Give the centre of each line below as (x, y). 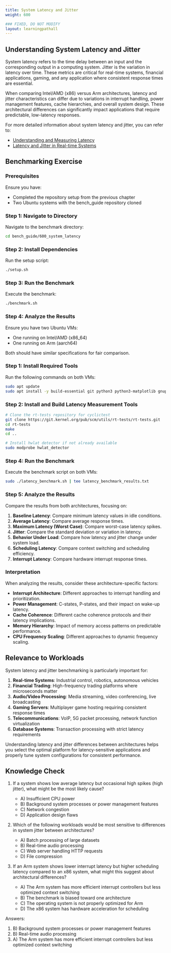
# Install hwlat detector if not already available (61, 443)
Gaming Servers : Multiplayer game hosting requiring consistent (79, 707)
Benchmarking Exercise (44, 162)
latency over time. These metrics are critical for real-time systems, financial (84, 72)
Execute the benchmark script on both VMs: (51, 472)
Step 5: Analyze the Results (40, 495)
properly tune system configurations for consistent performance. (73, 755)
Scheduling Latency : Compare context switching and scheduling (81, 548)
